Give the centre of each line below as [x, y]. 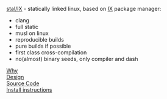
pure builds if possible [43, 46]
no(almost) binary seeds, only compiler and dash [76, 59]
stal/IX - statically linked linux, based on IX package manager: [84, 9]
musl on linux [32, 33]
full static [27, 27]
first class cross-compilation [51, 53]
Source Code [23, 83]
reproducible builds [39, 40]
